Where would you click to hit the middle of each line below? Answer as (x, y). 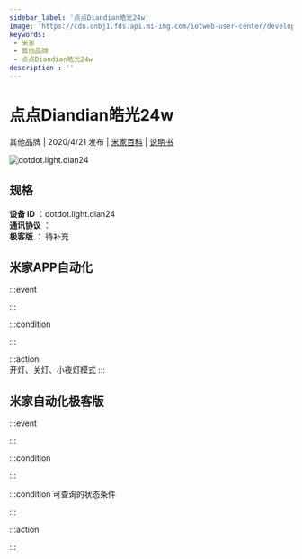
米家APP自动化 (51, 268)
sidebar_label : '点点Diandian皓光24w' (80, 18)
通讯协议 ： (30, 225)
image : (22, 26)
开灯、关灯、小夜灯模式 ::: (58, 370)
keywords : (28, 34)
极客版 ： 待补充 (39, 236)
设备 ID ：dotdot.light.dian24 (62, 213)
